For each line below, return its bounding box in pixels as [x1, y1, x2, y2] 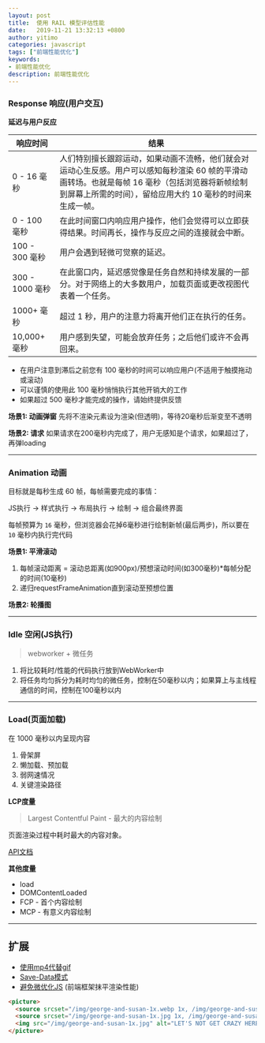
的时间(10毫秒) [19, 574, 67, 583]
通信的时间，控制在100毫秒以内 [19, 685, 122, 694]
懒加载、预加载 [19, 760, 69, 769]
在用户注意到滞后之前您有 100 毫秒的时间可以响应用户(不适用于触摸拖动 [19, 364, 252, 375]
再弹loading [8, 438, 47, 447]
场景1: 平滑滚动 [8, 547, 58, 556]
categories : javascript [8, 41, 87, 49]
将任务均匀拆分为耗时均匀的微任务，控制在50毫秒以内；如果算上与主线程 [19, 675, 256, 685]
